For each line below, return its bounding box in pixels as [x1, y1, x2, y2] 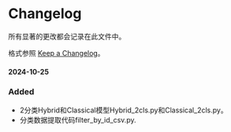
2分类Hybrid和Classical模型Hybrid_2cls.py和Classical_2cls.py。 [19, 105, 228, 115]
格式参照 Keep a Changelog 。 [8, 48, 105, 57]
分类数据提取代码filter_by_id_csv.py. [19, 115, 136, 124]
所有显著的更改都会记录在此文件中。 [8, 31, 126, 41]
